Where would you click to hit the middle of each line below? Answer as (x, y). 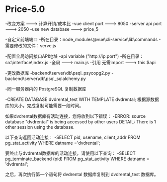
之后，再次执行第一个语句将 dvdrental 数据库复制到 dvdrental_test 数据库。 (82, 174)
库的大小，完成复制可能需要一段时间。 (44, 105)
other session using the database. (40, 127)
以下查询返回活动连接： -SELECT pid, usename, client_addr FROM (73, 137)
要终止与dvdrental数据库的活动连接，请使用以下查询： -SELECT (70, 153)
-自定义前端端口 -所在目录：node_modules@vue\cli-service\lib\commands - (83, 39)
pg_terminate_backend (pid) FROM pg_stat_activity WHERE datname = (77, 159)
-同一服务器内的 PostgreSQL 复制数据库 (46, 89)
